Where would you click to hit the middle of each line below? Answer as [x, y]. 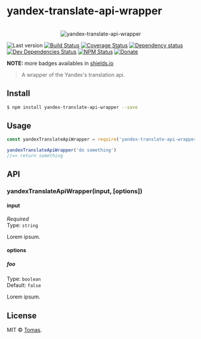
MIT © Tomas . [24, 329]
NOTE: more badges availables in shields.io [60, 63]
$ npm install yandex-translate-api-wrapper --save [72, 107]
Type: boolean [24, 279]
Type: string [22, 225]
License [22, 315]
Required [18, 219]
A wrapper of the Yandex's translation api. [73, 74]
